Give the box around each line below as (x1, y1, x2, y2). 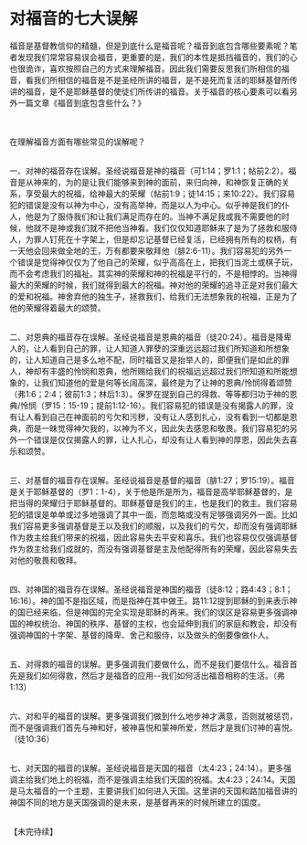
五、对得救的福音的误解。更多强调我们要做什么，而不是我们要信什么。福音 (9, 659, 290, 670)
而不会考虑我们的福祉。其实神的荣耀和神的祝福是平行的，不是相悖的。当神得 (9, 268, 298, 279)
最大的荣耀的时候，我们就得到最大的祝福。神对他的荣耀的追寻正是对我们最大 (9, 280, 298, 290)
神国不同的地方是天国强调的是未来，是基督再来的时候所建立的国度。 (9, 797, 266, 808)
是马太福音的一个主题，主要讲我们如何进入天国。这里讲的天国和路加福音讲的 (9, 785, 298, 796)
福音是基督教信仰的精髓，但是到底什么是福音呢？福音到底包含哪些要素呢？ (9, 40, 290, 51)
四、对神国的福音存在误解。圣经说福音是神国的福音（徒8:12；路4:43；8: (9, 584, 282, 595)
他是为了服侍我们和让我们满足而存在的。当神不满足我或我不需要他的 (25, 211, 281, 222)
